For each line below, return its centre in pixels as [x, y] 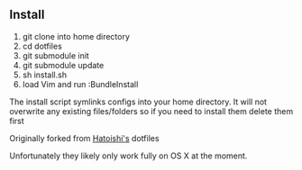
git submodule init [56, 55]
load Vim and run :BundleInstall [80, 84]
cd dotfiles [42, 46]
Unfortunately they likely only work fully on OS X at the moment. [128, 156]
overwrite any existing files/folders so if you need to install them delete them [151, 111]
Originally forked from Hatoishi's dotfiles [84, 138]
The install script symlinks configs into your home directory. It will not [138, 102]
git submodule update [63, 65]
